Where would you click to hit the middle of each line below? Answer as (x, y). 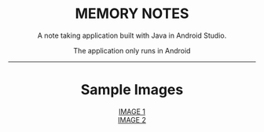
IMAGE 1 (132, 112)
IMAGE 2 (132, 119)
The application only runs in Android (132, 50)
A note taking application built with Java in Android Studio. (132, 35)
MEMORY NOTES (132, 14)
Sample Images (132, 90)
